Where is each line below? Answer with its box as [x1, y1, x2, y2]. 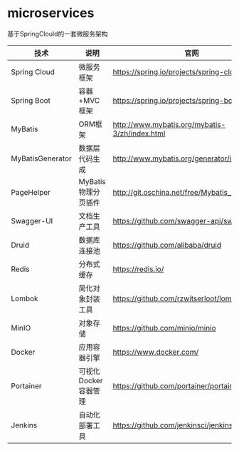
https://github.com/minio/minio [112, 323, 216, 333]
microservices [7, 5, 95, 21]
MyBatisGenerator [11, 153, 73, 163]
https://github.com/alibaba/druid [112, 240, 222, 250]
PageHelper [11, 187, 51, 197]
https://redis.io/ [112, 264, 164, 274]
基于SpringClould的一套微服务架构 [7, 29, 108, 38]
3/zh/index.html [112, 128, 166, 138]
